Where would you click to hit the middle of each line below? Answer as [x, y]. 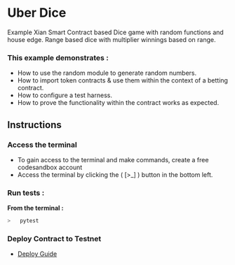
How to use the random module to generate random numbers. [107, 73]
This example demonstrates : [58, 57]
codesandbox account [50, 167]
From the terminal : [35, 208]
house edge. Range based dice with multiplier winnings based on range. [112, 39]
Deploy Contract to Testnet [54, 239]
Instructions [34, 125]
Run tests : [26, 192]
